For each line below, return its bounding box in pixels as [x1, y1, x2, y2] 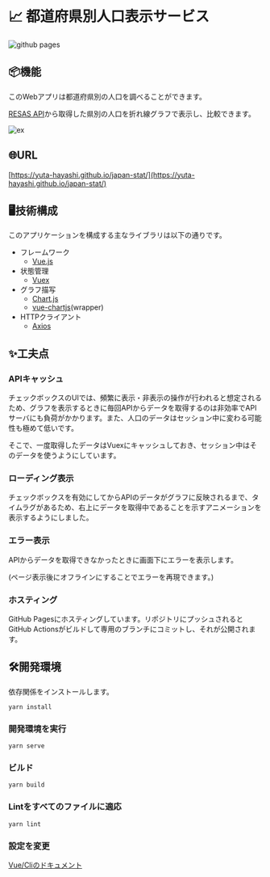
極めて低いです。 [22, 424, 79, 433]
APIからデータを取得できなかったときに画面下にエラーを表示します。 [8, 554, 238, 564]
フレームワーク [19, 247, 70, 257]
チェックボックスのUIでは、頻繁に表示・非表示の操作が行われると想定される [8, 393, 263, 403]
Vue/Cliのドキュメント [8, 860, 83, 870]
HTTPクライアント [19, 312, 82, 322]
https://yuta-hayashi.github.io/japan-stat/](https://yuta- [10, 170, 195, 179]
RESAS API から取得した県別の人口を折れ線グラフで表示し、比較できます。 [8, 108, 255, 118]
